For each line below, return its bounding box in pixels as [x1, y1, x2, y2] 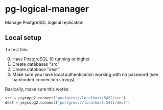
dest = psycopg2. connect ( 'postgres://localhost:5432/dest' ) [5, 100, 131, 105]
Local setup [5, 34, 42, 42]
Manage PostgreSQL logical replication [5, 19, 84, 25]
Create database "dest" [12, 66, 60, 72]
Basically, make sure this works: [5, 86, 70, 92]
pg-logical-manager [5, 3, 89, 15]
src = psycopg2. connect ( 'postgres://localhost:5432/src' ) [5, 95, 126, 100]
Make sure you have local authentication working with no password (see [12, 72, 159, 77]
